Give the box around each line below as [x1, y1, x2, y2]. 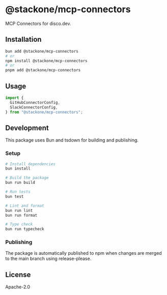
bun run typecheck [5, 227, 44, 232]
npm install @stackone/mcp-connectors [5, 58, 88, 63]
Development [5, 123, 49, 132]
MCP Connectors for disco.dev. [5, 20, 71, 26]
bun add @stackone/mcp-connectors [5, 48, 79, 54]
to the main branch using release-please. [5, 256, 92, 262]
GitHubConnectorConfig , [10, 100, 60, 105]
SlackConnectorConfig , [10, 104, 58, 110]
